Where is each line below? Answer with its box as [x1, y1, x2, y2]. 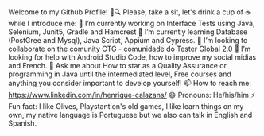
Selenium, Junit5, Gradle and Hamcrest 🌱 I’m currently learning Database [8, 27, 248, 37]
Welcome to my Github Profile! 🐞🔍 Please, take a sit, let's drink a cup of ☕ [8, 7, 252, 17]
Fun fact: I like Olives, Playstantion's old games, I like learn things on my [8, 102, 244, 111]
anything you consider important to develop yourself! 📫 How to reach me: [8, 79, 252, 87]
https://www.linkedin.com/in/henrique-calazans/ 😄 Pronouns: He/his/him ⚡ [8, 91, 256, 99]
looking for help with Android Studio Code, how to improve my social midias [8, 52, 257, 62]
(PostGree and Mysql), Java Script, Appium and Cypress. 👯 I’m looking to [8, 36, 248, 45]
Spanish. [8, 119, 37, 128]
